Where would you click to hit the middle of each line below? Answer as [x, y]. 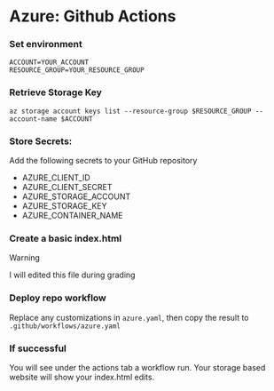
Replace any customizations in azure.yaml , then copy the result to [129, 317]
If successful [38, 348]
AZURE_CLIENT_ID [56, 178]
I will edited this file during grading [72, 275]
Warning [24, 258]
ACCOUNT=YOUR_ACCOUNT [49, 63]
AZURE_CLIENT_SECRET [67, 188]
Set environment [46, 44]
